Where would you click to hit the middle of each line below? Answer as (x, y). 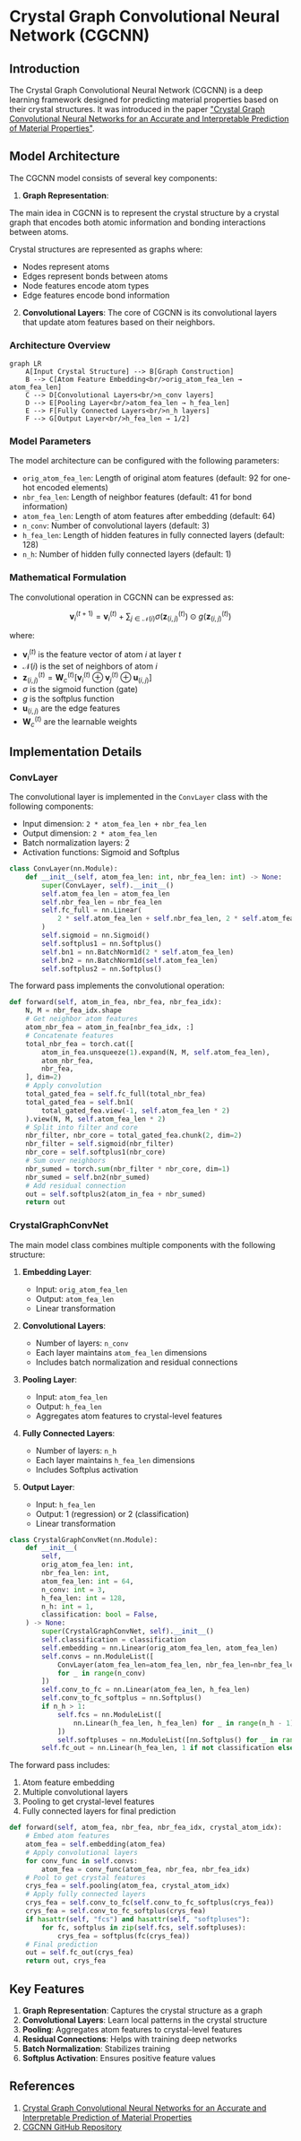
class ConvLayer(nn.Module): (64, 869)
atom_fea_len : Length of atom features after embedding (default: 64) (149, 516)
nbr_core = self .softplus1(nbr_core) (96, 1153)
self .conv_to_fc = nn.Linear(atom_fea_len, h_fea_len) (146, 1690)
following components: (52, 806)
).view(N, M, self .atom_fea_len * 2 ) (96, 1119)
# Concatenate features (70, 1036)
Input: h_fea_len (65, 1504)
